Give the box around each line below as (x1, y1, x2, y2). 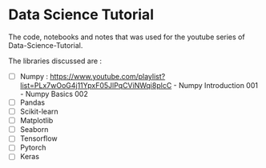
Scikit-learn (19, 106, 58, 117)
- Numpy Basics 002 (19, 90, 88, 98)
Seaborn (19, 125, 49, 134)
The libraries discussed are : (8, 56, 103, 66)
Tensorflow (19, 134, 58, 143)
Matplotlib (19, 116, 54, 126)
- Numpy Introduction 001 (173, 81, 259, 90)
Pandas (19, 98, 46, 107)
